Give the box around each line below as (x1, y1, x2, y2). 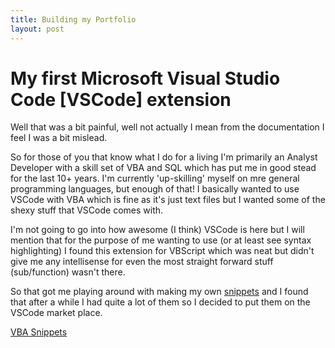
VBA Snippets (10, 326, 68, 338)
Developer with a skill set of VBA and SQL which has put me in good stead (10, 162, 317, 174)
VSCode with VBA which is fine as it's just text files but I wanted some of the (10, 194, 326, 206)
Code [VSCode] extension (10, 88, 232, 111)
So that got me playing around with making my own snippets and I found (10, 286, 309, 298)
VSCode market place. (10, 307, 103, 319)
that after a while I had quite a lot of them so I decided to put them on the (10, 296, 311, 308)
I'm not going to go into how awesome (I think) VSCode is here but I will (10, 224, 305, 236)
